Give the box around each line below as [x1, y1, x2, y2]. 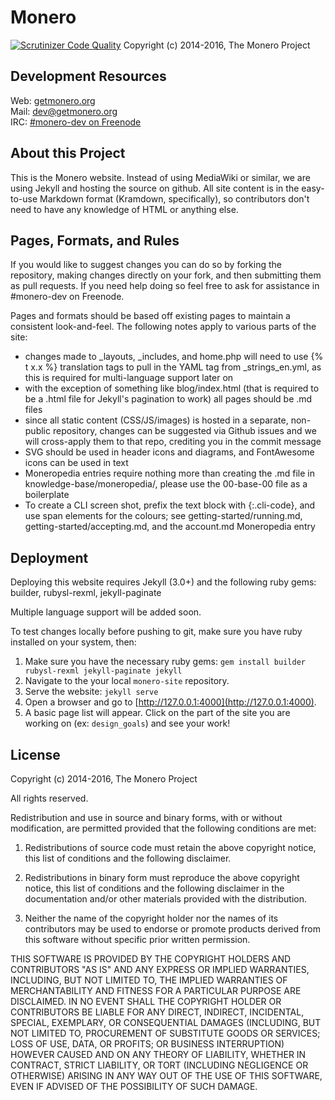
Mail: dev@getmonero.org [10, 105, 118, 117]
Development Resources [10, 68, 167, 85]
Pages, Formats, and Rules [10, 232, 180, 249]
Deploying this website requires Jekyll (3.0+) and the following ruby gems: [10, 576, 317, 588]
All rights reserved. [10, 792, 89, 804]
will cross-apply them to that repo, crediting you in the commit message [24, 436, 322, 448]
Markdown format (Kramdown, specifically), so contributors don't [39, 192, 310, 205]
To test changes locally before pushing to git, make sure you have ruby [10, 626, 303, 638]
